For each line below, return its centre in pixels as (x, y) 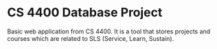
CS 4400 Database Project (85, 13)
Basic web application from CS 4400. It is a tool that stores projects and (109, 31)
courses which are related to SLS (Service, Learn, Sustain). (91, 38)
